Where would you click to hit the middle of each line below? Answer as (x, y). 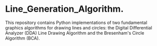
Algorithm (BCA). (22, 38)
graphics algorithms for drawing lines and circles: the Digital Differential (79, 27)
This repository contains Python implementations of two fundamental (76, 23)
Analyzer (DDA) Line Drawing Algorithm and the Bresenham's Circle (75, 33)
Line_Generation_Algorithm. (64, 9)
